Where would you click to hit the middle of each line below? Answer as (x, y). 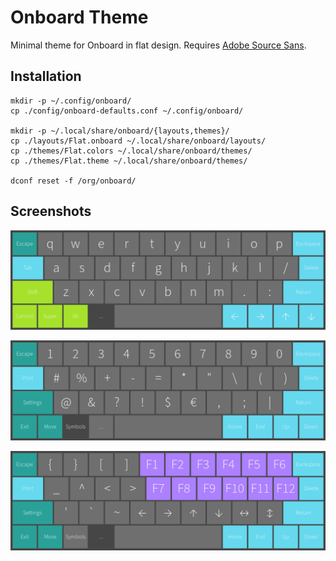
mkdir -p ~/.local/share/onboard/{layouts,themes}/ (120, 131)
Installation (46, 76)
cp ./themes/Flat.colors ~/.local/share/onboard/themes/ (131, 151)
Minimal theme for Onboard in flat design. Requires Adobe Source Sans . (158, 45)
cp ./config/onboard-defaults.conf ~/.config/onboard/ (127, 111)
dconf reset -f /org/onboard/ (73, 181)
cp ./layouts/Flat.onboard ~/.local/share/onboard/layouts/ (138, 141)
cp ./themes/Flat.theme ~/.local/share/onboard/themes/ (129, 161)
